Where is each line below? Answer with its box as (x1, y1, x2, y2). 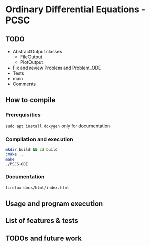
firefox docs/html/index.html (5, 185, 70, 190)
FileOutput (20, 54, 42, 60)
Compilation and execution (5, 136, 73, 143)
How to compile (5, 96, 56, 104)
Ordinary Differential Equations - (5, 4, 146, 15)
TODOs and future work (5, 234, 82, 242)
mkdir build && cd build (5, 147, 58, 152)
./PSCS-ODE (5, 161, 28, 167)
